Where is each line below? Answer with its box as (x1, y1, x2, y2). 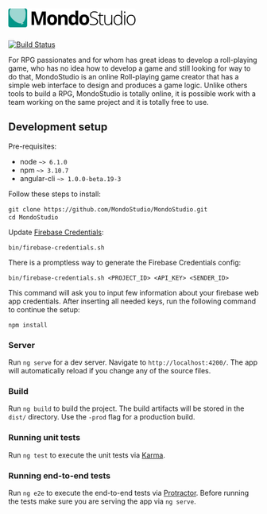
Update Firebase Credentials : (8, 227, 104, 237)
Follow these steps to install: (8, 189, 101, 199)
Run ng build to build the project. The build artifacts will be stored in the (8, 404, 245, 413)
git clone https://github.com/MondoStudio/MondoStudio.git (8, 205, 208, 214)
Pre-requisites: (8, 141, 57, 151)
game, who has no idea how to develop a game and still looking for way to (8, 64, 251, 73)
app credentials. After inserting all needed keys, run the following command (8, 296, 257, 306)
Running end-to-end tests (8, 470, 111, 481)
